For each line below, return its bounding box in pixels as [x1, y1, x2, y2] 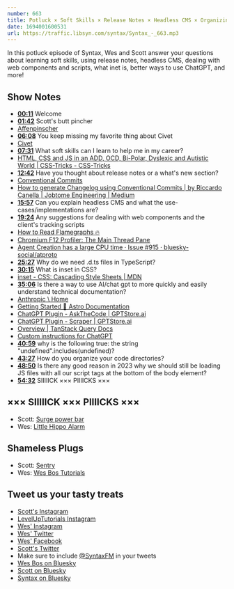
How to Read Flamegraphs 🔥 [17, 228, 100, 237]
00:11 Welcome [17, 109, 62, 118]
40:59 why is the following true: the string [17, 339, 139, 348]
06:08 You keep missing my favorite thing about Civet [17, 132, 173, 140]
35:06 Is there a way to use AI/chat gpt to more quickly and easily [17, 280, 208, 289]
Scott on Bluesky [17, 566, 66, 574]
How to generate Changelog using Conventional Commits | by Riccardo [17, 184, 222, 192]
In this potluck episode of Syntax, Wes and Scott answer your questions [7, 49, 214, 57]
